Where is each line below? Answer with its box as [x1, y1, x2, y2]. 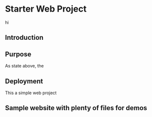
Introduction [5, 33, 44, 42]
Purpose [5, 50, 32, 58]
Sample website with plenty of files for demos [5, 104, 148, 112]
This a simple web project [5, 90, 57, 96]
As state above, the [5, 63, 44, 69]
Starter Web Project [5, 3, 87, 15]
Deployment [5, 77, 43, 85]
